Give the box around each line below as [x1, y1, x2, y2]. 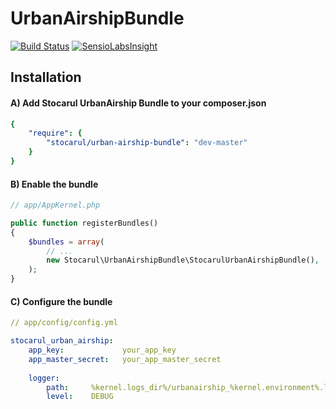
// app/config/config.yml [10, 318, 118, 328]
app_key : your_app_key [28, 345, 177, 356]
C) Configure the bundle [10, 295, 113, 307]
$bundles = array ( [28, 237, 105, 247]
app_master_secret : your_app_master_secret [28, 354, 222, 364]
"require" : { [28, 128, 83, 139]
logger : [28, 373, 60, 383]
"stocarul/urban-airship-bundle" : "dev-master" [46, 138, 248, 148]
